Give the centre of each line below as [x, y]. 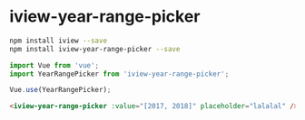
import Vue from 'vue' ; [54, 65]
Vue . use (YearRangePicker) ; [60, 90]
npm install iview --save [58, 41]
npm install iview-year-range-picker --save [95, 49]
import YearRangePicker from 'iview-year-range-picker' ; [119, 74]
